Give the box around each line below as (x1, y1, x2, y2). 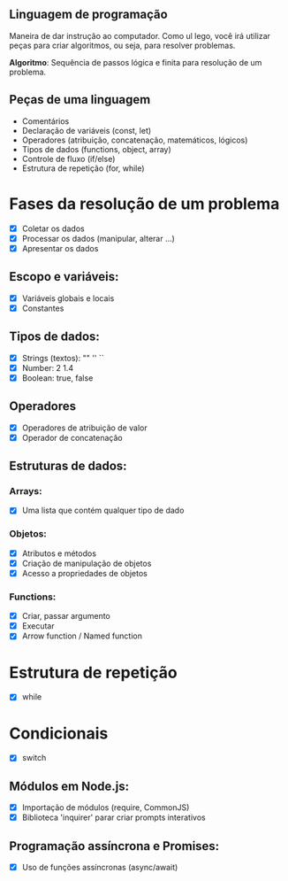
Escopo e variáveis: (9, 269, 119, 284)
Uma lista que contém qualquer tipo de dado (21, 505, 185, 516)
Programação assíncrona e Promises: (9, 838, 220, 854)
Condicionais (9, 723, 109, 743)
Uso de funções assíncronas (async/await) (21, 862, 178, 873)
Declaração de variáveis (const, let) (21, 125, 152, 135)
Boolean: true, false (21, 372, 94, 383)
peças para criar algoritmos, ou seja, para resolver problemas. (9, 40, 236, 50)
